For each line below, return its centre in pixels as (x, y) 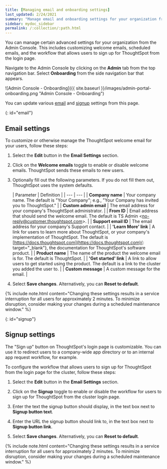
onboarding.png (22, 94)
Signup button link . (32, 427)
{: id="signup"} (21, 319)
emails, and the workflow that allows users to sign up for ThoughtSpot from (83, 53)
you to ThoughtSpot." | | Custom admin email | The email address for (83, 205)
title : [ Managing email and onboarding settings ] (58, 10)
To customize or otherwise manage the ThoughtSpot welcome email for (79, 140)
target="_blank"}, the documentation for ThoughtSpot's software (79, 247)
